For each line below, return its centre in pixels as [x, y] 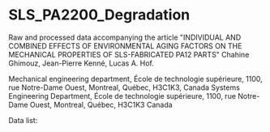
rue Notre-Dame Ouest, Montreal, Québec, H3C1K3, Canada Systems [124, 87]
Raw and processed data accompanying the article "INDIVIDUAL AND [125, 37]
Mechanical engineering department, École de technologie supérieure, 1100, [136, 79]
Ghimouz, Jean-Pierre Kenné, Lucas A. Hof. [81, 63]
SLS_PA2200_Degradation [99, 15]
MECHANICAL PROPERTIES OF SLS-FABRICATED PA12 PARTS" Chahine [129, 54]
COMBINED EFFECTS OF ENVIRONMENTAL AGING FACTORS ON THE [125, 45]
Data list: [23, 120]
